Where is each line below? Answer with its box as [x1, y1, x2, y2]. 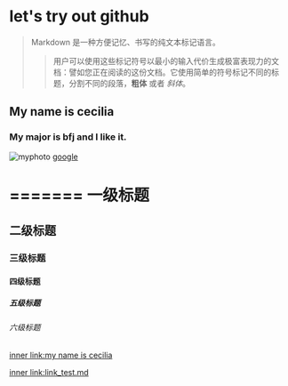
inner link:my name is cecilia [9, 350, 113, 361]
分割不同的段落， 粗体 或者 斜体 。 [68, 77, 191, 88]
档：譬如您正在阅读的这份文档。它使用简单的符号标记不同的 [52, 67, 272, 77]
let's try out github [9, 6, 149, 27]
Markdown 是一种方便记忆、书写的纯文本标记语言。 [30, 36, 220, 47]
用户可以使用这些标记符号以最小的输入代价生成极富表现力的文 [52, 55, 280, 66]
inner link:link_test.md [9, 367, 89, 378]
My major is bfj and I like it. [9, 131, 127, 143]
